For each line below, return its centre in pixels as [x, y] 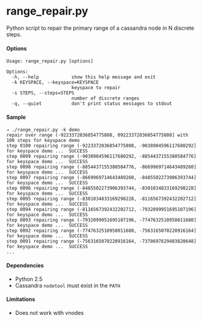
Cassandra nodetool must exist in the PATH [68, 285]
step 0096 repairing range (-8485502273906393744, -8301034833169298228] [102, 188]
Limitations [21, 299]
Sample [16, 117]
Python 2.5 [29, 279]
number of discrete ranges [105, 98]
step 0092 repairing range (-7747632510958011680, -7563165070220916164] [102, 231]
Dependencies [25, 265]
